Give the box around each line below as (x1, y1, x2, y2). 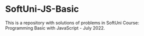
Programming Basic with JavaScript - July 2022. (5, 25, 105, 31)
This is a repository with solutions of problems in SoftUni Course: (5, 20, 139, 26)
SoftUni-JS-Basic (5, 3, 79, 15)
